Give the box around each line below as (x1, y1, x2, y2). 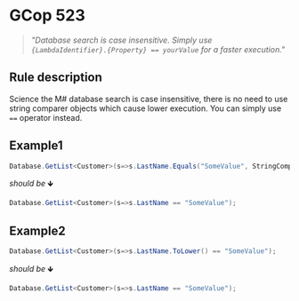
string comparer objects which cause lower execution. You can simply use (9, 103, 282, 114)
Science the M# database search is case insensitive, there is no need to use (9, 93, 288, 104)
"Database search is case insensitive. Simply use (30, 35, 213, 45)
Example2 (9, 223, 66, 238)
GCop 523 (9, 5, 86, 26)
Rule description (9, 70, 102, 85)
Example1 (9, 139, 64, 154)
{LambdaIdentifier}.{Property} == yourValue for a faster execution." (30, 44, 286, 54)
